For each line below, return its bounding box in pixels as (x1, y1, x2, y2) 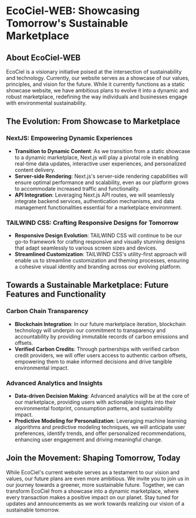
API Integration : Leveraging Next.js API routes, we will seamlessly (14, 191, 175, 198)
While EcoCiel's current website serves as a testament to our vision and (6, 469, 180, 476)
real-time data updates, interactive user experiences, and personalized (14, 160, 186, 167)
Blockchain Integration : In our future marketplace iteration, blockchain (14, 320, 186, 327)
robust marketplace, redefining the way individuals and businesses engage (6, 93, 188, 100)
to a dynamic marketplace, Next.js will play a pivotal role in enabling (14, 154, 179, 161)
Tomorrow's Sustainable (6, 16, 129, 30)
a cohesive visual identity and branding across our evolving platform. (14, 263, 182, 270)
